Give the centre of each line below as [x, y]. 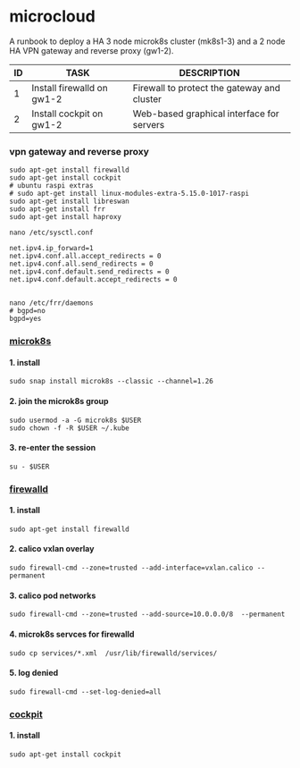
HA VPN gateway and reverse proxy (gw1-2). [92, 50]
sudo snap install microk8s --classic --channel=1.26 [112, 382]
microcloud [52, 17]
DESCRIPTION [209, 72]
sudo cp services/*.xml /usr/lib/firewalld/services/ [113, 653]
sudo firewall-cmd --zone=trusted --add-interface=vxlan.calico [131, 568]
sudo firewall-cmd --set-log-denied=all [86, 692]
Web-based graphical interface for [206, 114]
